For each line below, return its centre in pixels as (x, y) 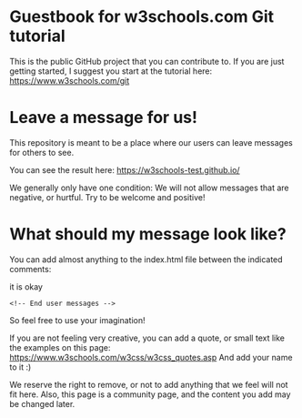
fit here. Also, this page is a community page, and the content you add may (150, 394)
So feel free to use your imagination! (77, 320)
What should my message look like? (148, 234)
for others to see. (42, 152)
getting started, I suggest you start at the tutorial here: (111, 71)
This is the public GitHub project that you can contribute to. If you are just (147, 61)
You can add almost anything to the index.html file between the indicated (146, 259)
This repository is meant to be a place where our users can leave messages (151, 142)
